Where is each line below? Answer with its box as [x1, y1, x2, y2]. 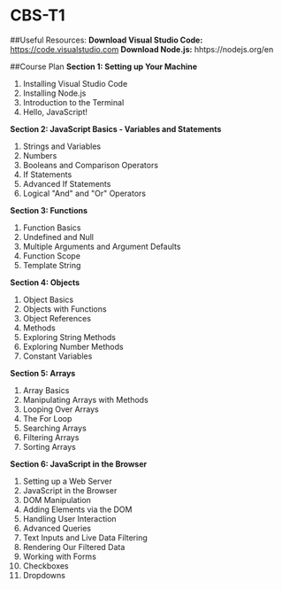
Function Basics [22, 222, 81, 233]
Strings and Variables [22, 141, 101, 151]
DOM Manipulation [22, 494, 92, 505]
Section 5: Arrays [10, 368, 76, 378]
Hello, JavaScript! [22, 106, 88, 117]
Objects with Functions [22, 303, 107, 314]
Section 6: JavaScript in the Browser [10, 458, 148, 469]
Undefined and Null [22, 231, 94, 242]
